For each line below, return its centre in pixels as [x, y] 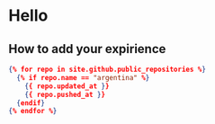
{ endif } [31, 103]
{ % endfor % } [33, 111]
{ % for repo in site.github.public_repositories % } [107, 69]
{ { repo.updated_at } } [67, 86]
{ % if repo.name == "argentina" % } [83, 77]
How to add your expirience [87, 49]
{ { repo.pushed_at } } [65, 94]
